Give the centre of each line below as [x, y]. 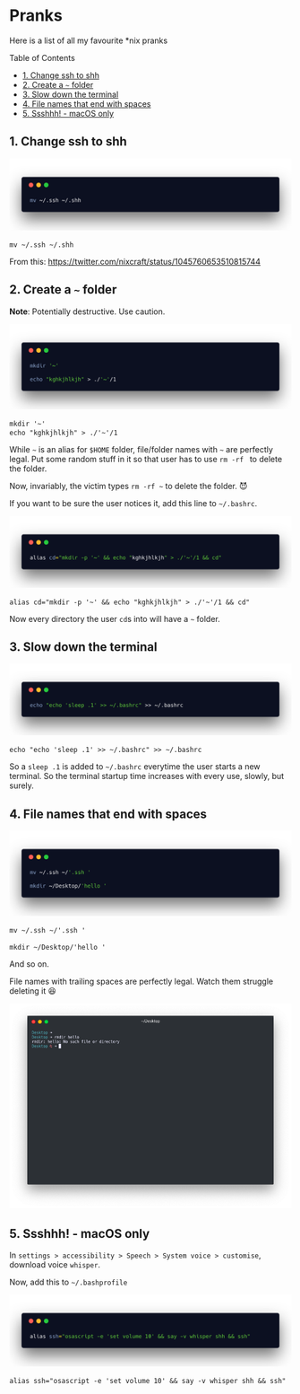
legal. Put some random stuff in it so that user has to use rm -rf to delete [146, 459]
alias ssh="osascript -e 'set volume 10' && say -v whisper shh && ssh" [148, 1381]
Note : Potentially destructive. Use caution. [87, 311]
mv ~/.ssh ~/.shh [42, 245]
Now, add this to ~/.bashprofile [69, 1282]
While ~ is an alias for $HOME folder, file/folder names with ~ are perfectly [141, 449]
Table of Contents [43, 57]
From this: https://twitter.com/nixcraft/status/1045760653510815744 [135, 261]
